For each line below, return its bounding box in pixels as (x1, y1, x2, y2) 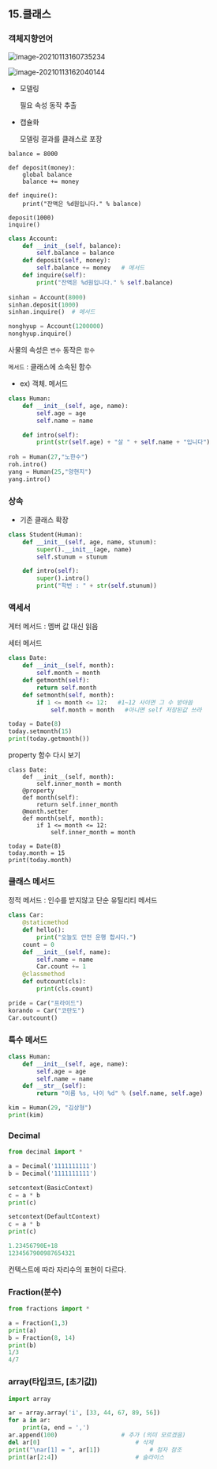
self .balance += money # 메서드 (36, 264, 145, 272)
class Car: (8, 911, 44, 919)
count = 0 (22, 941, 55, 948)
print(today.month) (8, 857, 73, 864)
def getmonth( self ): (22, 677, 90, 685)
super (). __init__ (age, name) (36, 545, 133, 553)
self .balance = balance (36, 249, 114, 258)
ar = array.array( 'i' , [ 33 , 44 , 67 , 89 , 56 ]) (8, 1409, 160, 1417)
